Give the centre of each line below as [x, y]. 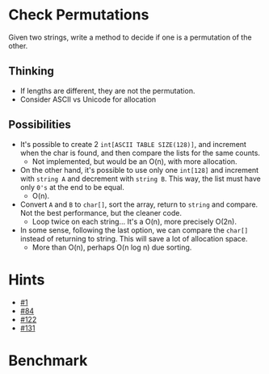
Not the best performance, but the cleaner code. [101, 212]
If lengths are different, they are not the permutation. [107, 90]
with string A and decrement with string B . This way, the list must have [140, 179]
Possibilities [40, 125]
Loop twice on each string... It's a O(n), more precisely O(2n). [134, 221]
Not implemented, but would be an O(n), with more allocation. [134, 161]
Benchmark [48, 360]
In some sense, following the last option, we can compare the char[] [134, 230]
